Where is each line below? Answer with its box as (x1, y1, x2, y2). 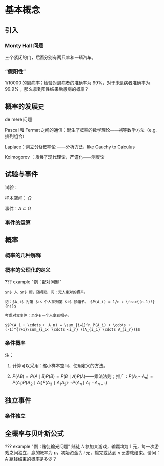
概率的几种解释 (5, 252, 41, 259)
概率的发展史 (5, 102, 44, 111)
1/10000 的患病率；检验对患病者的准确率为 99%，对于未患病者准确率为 (5, 80, 150, 86)
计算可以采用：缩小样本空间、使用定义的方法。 (12, 362, 108, 368)
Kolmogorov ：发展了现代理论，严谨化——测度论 (5, 154, 105, 160)
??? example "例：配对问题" (5, 279, 62, 285)
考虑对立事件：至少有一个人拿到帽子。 (5, 313, 72, 318)
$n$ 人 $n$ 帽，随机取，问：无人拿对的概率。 (5, 290, 88, 295)
